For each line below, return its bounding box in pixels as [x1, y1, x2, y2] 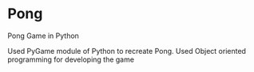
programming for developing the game [7, 55, 135, 64]
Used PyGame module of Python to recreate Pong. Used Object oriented [7, 46, 247, 55]
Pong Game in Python [7, 31, 79, 40]
